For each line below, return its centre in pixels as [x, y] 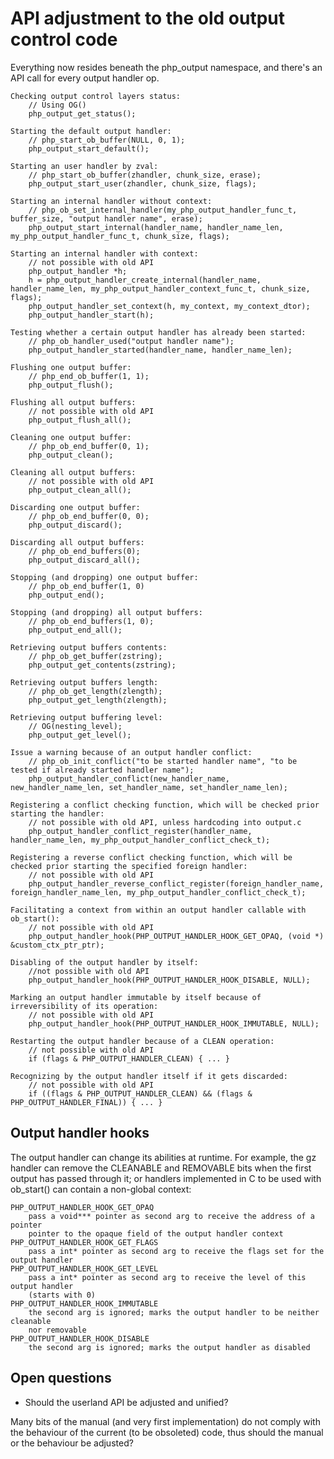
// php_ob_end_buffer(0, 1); [89, 446]
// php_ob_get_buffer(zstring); [95, 656]
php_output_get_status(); [82, 113]
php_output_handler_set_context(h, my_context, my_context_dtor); [169, 306]
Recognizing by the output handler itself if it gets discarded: [149, 1076]
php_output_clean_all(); [80, 490]
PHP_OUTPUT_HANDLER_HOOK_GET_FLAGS [84, 1242]
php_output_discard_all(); [84, 560]
